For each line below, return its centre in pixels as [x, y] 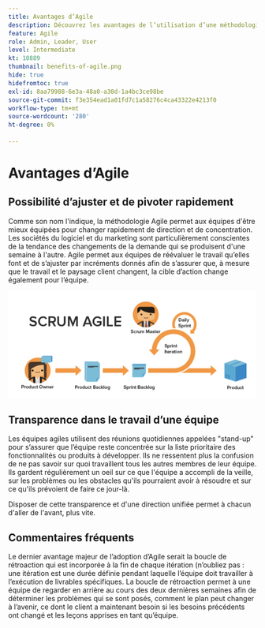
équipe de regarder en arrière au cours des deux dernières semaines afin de [132, 590]
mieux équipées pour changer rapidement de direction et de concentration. [131, 230]
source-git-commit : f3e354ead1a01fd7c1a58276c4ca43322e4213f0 [112, 100]
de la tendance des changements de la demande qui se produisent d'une [127, 246]
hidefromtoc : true [38, 83]
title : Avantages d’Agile [50, 17]
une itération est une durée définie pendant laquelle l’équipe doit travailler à [131, 574]
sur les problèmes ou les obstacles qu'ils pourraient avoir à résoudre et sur [130, 480]
